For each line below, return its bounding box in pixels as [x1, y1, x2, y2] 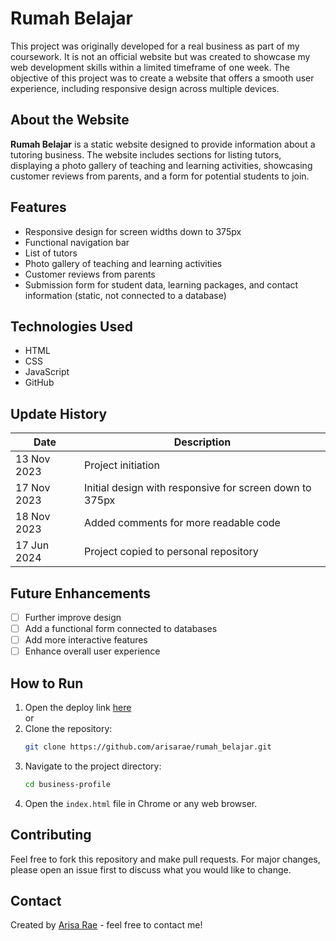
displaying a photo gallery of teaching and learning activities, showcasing [10, 159, 313, 171]
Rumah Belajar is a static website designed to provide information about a [10, 138, 316, 150]
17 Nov [15, 481, 51, 495]
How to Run [10, 675, 84, 692]
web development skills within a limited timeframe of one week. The [10, 61, 290, 73]
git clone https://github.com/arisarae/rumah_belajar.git [24, 742, 272, 752]
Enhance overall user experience [24, 645, 161, 657]
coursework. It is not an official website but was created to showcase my [10, 50, 311, 62]
